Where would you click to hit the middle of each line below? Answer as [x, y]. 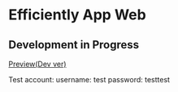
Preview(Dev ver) [37, 64]
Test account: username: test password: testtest [89, 79]
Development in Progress [74, 45]
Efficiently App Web [77, 15]
